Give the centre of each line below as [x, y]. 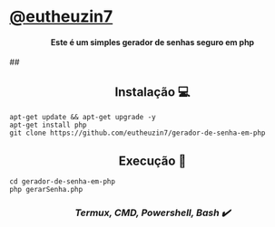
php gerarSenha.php [46, 190]
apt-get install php [49, 125]
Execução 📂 [152, 161]
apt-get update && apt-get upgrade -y [83, 118]
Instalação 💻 [152, 92]
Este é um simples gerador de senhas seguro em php [152, 42]
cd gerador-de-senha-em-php [63, 182]
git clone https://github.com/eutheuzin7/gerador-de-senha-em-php [137, 133]
